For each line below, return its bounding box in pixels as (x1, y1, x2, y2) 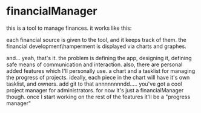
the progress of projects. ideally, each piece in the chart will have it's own (6, 74, 190, 81)
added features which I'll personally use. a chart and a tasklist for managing (6, 67, 196, 74)
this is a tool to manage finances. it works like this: (6, 24, 132, 32)
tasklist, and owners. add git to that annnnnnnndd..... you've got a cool (6, 80, 182, 87)
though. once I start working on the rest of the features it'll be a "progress (6, 93, 191, 100)
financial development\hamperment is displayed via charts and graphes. (6, 43, 186, 50)
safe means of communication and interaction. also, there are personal (6, 61, 183, 68)
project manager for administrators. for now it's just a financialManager (6, 86, 184, 94)
